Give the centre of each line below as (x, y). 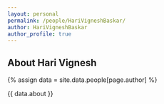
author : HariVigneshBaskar (47, 27)
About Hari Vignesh (52, 62)
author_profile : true (40, 34)
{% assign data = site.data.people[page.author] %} (83, 80)
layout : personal (33, 14)
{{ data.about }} (30, 94)
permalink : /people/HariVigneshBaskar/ (67, 21)
